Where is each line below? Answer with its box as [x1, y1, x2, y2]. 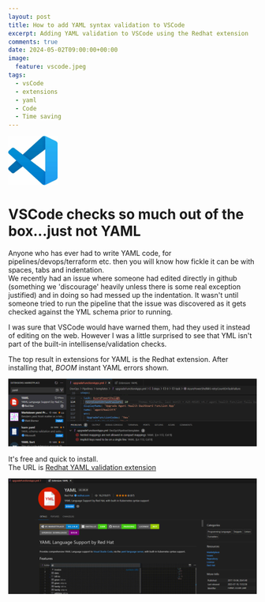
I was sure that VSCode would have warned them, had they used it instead [8, 322, 251, 332]
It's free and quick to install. [8, 454, 99, 464]
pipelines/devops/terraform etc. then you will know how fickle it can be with [8, 257, 255, 266]
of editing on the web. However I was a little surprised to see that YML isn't [8, 331, 252, 341]
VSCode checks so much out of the [8, 205, 244, 224]
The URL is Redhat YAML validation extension [8, 463, 156, 472]
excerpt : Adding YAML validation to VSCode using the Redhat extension [8, 29, 248, 37]
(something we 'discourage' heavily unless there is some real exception [8, 282, 241, 292]
